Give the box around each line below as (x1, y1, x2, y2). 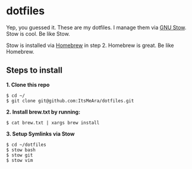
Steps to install (6, 65, 62, 76)
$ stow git (6, 152, 33, 158)
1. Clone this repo (6, 81, 50, 88)
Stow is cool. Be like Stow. (6, 30, 70, 37)
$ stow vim (6, 157, 33, 163)
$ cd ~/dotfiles (6, 142, 46, 148)
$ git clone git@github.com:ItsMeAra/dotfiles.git (6, 98, 134, 104)
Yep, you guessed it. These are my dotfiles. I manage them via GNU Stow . (6, 24, 187, 31)
